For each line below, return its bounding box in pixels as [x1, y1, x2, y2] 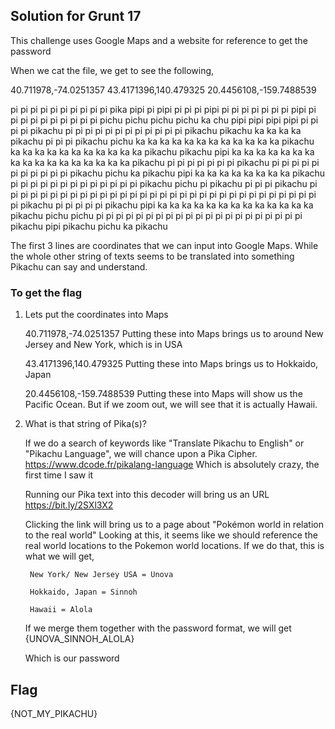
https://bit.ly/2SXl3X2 [24, 499, 114, 511]
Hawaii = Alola [29, 605, 93, 615]
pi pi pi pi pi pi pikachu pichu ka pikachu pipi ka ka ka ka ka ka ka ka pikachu [10, 167, 326, 179]
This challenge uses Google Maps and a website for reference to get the [10, 34, 308, 46]
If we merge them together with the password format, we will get [24, 622, 292, 634]
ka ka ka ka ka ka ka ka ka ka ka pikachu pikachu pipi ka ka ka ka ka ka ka [10, 145, 315, 158]
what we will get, [24, 550, 95, 563]
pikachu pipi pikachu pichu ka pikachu [10, 220, 168, 232]
